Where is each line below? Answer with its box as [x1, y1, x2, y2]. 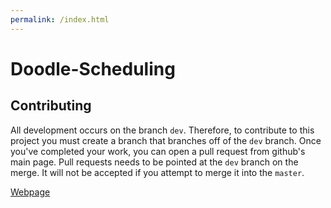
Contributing [10, 97, 92, 115]
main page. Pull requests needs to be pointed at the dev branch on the [10, 156, 299, 168]
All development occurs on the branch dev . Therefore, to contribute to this [10, 124, 315, 136]
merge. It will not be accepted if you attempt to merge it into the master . [10, 166, 305, 178]
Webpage [10, 186, 51, 198]
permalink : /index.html [10, 14, 110, 25]
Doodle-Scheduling [10, 57, 176, 80]
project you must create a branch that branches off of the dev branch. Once [10, 134, 322, 146]
